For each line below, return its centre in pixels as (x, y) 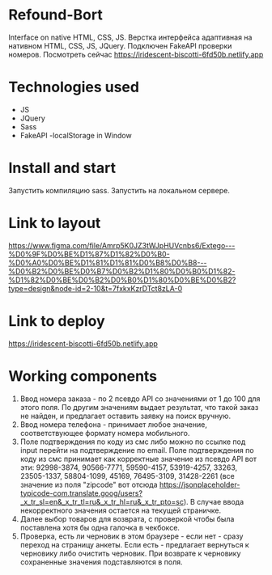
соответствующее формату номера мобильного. (105, 433)
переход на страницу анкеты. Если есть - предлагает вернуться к (134, 544)
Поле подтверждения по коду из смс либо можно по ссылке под (133, 442)
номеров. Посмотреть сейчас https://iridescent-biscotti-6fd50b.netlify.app (136, 54)
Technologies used (74, 87)
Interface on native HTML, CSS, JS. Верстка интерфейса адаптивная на (130, 37)
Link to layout (55, 223)
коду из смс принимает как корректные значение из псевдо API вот (138, 459)
